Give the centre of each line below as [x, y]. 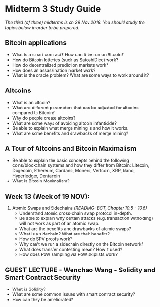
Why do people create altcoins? [44, 118]
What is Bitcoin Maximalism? [41, 181]
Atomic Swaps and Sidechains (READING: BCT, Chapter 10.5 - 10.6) [80, 208]
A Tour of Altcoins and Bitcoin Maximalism [71, 149]
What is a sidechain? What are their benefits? [65, 234]
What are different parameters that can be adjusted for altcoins [75, 108]
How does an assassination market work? [54, 70]
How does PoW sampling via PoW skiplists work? [69, 254]
